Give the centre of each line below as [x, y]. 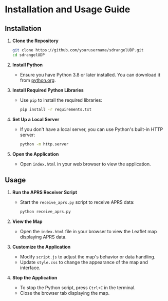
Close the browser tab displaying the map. [65, 293]
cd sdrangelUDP [29, 55]
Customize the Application [41, 247]
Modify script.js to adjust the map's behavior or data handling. [88, 257]
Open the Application [35, 154]
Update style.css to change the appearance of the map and [84, 262]
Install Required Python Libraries [48, 90]
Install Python [27, 65]
